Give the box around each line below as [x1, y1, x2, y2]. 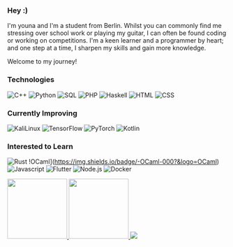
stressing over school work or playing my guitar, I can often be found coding [7, 29, 227, 37]
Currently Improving [7, 108, 78, 118]
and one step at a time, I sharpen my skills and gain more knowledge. [7, 44, 206, 52]
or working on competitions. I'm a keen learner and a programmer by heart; [7, 36, 224, 45]
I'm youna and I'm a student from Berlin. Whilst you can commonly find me [7, 22, 222, 30]
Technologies [7, 75, 54, 85]
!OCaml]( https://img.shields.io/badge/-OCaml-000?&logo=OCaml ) [29, 157, 220, 166]
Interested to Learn [7, 141, 73, 151]
